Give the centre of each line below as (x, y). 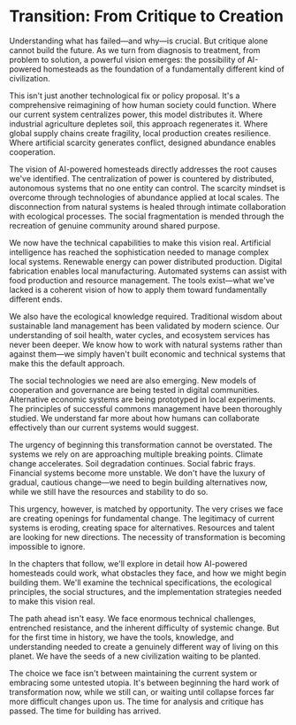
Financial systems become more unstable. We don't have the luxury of (137, 473)
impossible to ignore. (47, 546)
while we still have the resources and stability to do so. (109, 491)
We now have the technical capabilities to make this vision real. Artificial (140, 243)
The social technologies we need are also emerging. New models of (133, 380)
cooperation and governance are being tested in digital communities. (135, 389)
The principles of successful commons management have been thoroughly (146, 408)
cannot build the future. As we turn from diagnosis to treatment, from (135, 50)
